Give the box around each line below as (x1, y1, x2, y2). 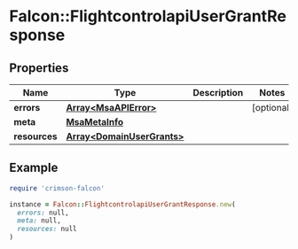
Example (9, 160, 59, 175)
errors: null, (17, 208, 69, 217)
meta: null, (17, 216, 62, 225)
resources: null (17, 224, 77, 234)
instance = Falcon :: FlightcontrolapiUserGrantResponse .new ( (9, 199, 237, 209)
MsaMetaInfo (66, 116, 124, 128)
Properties (9, 60, 69, 75)
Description (192, 87, 244, 98)
